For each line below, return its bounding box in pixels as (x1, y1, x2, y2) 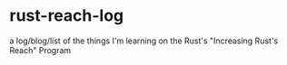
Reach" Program (9, 44, 72, 55)
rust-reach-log (9, 5, 124, 26)
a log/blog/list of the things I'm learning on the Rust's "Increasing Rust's (9, 35, 279, 46)
